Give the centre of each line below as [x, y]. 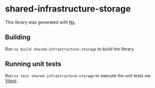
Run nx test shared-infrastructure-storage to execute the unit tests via [78, 75]
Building [18, 37]
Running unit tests [33, 64]
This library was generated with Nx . [40, 22]
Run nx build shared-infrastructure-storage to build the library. [70, 49]
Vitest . [11, 81]
